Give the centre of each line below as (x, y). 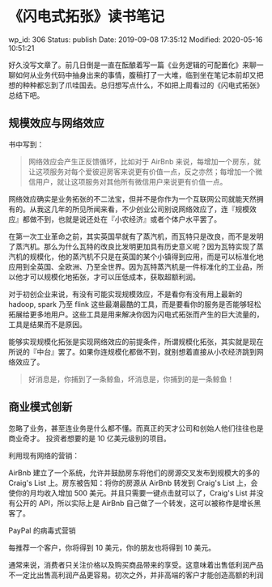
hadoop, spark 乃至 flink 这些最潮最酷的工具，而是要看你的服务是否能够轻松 (135, 304)
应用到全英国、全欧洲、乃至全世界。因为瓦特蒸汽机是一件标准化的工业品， (132, 266)
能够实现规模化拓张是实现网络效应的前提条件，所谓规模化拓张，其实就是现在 (136, 342)
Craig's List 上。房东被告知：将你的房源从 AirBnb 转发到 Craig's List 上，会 (133, 483)
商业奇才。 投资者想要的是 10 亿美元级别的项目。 (90, 438)
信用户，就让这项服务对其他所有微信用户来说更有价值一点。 (127, 181)
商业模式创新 (40, 407)
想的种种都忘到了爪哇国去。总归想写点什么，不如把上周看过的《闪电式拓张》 (136, 85)
